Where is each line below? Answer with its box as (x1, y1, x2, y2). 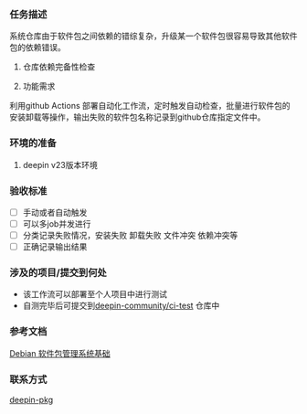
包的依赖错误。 (9, 42, 66, 53)
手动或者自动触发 (22, 207, 88, 218)
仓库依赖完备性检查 (22, 61, 96, 72)
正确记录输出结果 (22, 241, 88, 252)
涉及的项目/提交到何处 (9, 267, 107, 280)
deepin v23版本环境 (22, 159, 98, 170)
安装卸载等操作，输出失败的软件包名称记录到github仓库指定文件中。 (9, 111, 266, 122)
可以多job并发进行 (22, 218, 91, 229)
